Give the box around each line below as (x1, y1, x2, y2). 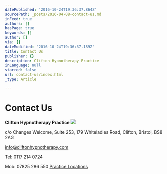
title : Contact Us (5, 49, 43, 54)
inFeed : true (5, 16, 32, 21)
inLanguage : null (5, 63, 41, 68)
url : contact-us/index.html (5, 72, 64, 77)
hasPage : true (5, 26, 35, 31)
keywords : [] (5, 30, 32, 35)
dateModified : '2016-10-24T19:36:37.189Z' (5, 44, 95, 49)
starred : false (5, 68, 37, 73)
